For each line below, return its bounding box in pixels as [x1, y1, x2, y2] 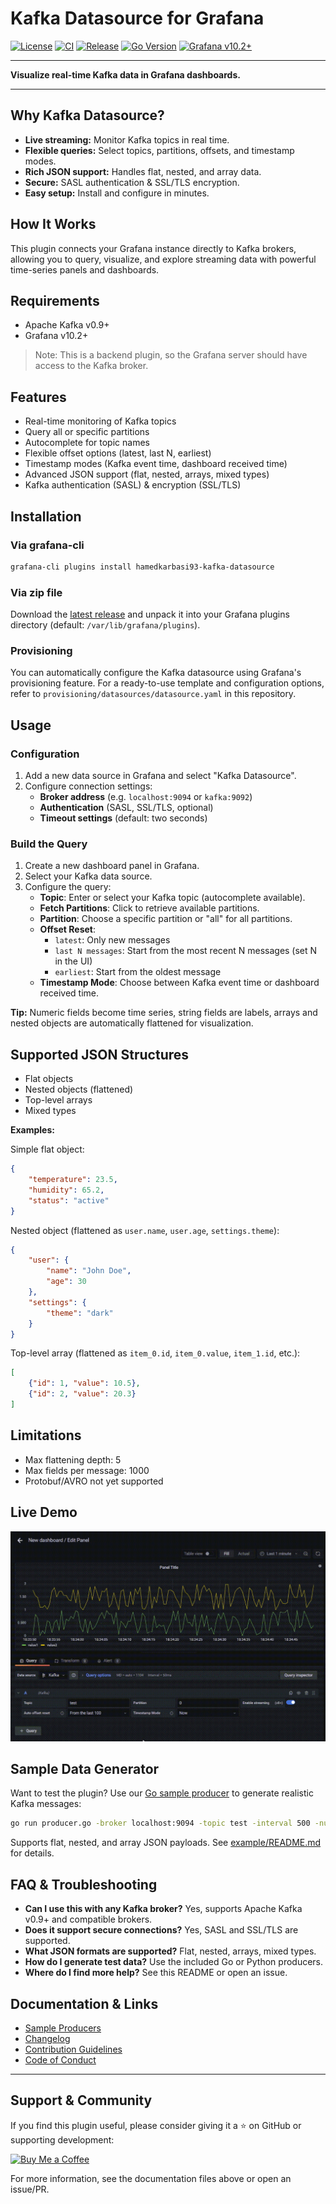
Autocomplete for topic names [24, 437, 150, 449]
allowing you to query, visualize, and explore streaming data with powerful [10, 253, 317, 265]
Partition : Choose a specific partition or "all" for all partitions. [39, 913, 293, 925]
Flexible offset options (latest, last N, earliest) [24, 447, 212, 459]
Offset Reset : [39, 923, 97, 936]
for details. [10, 1847, 55, 1859]
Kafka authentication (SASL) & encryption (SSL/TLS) [24, 479, 242, 491]
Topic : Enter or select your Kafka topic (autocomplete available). [39, 892, 306, 904]
